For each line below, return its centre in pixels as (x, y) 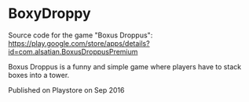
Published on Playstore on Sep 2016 (66, 90)
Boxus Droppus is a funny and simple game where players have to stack (125, 66)
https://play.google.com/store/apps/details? (79, 43)
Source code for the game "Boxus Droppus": (81, 35)
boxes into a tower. (39, 75)
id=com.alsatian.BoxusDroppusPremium (73, 51)
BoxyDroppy (50, 14)
